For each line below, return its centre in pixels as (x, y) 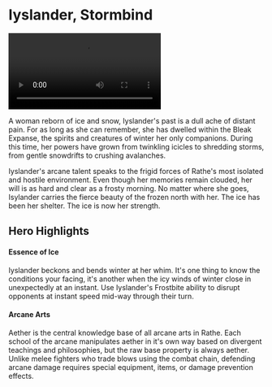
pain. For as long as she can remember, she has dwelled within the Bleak (130, 129)
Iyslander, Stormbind (81, 15)
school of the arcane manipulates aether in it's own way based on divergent (135, 341)
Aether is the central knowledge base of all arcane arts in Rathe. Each (125, 333)
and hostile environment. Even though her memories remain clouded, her (131, 180)
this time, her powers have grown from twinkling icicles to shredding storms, (136, 146)
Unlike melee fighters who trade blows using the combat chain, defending (132, 359)
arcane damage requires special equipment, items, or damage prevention (131, 367)
